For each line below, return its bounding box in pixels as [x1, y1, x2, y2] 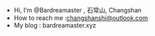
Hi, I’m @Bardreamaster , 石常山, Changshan [13, 6, 142, 14]
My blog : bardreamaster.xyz [13, 21, 97, 29]
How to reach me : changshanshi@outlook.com [13, 14, 148, 22]
